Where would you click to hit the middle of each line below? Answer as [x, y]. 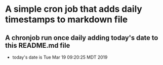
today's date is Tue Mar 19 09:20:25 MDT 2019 [60, 57]
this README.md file [38, 45]
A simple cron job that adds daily [74, 9]
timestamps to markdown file [66, 19]
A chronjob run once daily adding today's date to [82, 38]
